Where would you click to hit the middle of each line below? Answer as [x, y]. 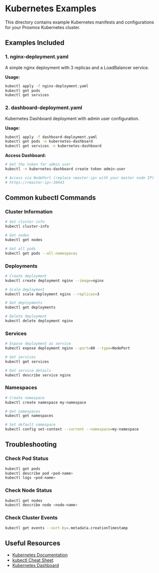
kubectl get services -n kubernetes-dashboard [53, 146]
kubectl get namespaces [29, 416]
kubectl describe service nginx [38, 375]
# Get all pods [21, 248]
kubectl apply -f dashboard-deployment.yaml [51, 137]
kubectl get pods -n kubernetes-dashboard [49, 141]
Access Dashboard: [26, 156]
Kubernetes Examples [51, 9]
